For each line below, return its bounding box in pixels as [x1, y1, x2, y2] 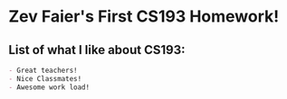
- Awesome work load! [8, 83, 91, 92]
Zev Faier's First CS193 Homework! [8, 6, 280, 27]
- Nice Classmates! [8, 74, 82, 83]
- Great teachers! [8, 66, 78, 75]
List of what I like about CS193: [8, 42, 187, 58]
